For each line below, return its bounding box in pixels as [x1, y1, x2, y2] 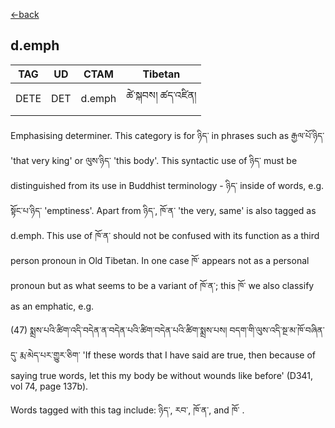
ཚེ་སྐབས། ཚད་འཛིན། [126, 88, 197, 102]
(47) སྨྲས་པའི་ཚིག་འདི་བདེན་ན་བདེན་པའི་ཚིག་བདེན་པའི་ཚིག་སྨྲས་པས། [10, 324, 228, 336]
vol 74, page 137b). [10, 380, 89, 392]
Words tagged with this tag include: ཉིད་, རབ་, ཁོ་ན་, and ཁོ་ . [10, 404, 245, 416]
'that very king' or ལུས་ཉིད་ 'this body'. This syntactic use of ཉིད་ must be [10, 154, 298, 166]
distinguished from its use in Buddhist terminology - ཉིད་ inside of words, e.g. [10, 179, 325, 191]
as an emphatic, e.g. [10, 300, 95, 312]
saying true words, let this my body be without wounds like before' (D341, [10, 369, 314, 381]
